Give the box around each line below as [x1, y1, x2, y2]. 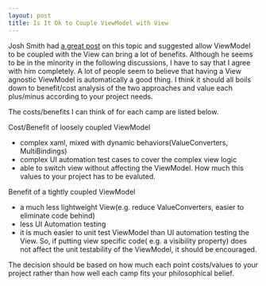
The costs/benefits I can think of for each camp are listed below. [8, 106, 219, 116]
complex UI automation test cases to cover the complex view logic [19, 154, 237, 164]
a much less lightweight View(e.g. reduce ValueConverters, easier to [19, 202, 245, 211]
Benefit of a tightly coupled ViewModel [8, 187, 136, 196]
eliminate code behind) [19, 211, 95, 220]
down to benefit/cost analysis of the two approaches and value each [8, 83, 233, 92]
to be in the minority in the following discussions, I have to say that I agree [8, 57, 251, 68]
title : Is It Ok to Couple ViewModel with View [8, 19, 169, 27]
